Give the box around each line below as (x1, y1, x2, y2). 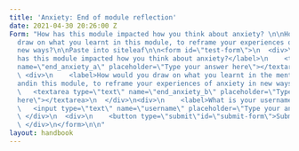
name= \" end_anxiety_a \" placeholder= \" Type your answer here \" (17, 63, 256, 72)
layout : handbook (9, 129, 74, 138)
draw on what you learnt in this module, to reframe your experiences (17, 37, 285, 47)
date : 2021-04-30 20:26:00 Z (9, 21, 117, 30)
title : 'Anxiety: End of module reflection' (9, 12, 177, 22)
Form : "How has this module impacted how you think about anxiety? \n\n (9, 29, 285, 38)
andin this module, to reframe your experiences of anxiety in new (17, 79, 273, 88)
